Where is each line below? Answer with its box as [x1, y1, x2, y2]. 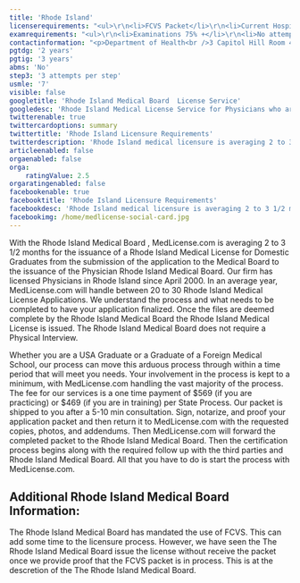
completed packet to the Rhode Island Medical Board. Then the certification [9, 435, 288, 445]
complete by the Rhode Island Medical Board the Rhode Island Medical [9, 313, 270, 324]
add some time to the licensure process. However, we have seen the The [9, 537, 278, 547]
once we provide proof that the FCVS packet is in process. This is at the [9, 555, 274, 566]
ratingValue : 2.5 [25, 171, 90, 180]
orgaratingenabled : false [9, 180, 105, 189]
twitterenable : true [9, 113, 87, 122]
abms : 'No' [9, 63, 50, 72]
